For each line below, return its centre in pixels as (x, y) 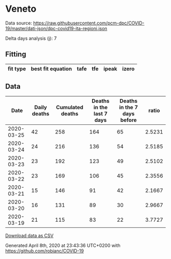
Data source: (19, 23)
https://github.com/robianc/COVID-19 (45, 251)
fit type (17, 68)
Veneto (21, 9)
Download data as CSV (30, 236)
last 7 (101, 114)
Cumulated (69, 107)
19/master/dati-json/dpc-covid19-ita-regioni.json (56, 28)
